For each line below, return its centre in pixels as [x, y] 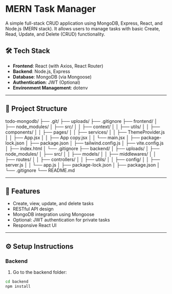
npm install [18, 286]
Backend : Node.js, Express [41, 71]
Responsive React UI [35, 225]
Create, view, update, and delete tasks [53, 204]
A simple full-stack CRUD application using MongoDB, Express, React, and [84, 23]
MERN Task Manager [51, 9]
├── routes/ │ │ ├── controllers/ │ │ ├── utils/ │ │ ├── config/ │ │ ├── [83, 159]
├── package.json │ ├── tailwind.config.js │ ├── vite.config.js [96, 143]
